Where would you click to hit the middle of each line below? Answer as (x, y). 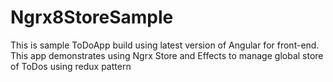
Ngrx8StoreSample (92, 17)
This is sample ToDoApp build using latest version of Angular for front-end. (165, 45)
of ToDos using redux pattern (71, 66)
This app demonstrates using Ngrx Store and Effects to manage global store (167, 55)
